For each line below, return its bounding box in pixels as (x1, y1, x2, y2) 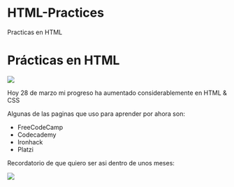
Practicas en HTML (7, 28, 63, 36)
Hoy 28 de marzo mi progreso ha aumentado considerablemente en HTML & (7, 89, 227, 97)
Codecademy (17, 130, 57, 139)
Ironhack (17, 137, 43, 146)
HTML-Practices (7, 5, 105, 21)
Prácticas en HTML (7, 52, 120, 68)
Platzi (17, 145, 34, 154)
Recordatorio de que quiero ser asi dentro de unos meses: (7, 158, 175, 167)
